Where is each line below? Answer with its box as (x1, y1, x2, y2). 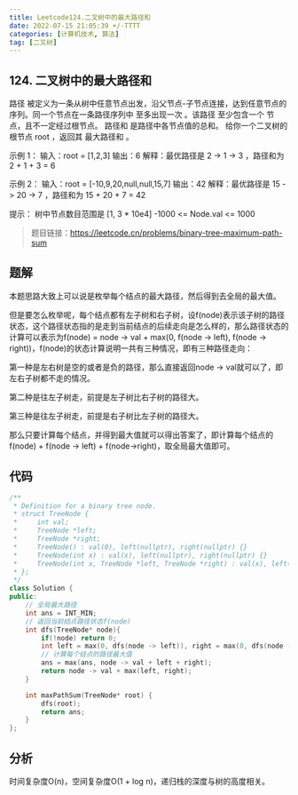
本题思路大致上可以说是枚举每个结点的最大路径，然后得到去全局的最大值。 (9, 290, 281, 301)
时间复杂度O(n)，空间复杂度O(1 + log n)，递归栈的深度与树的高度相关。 (9, 776, 271, 786)
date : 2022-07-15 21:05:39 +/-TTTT (9, 21, 141, 30)
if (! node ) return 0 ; (41, 633, 117, 642)
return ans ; (41, 707, 86, 716)
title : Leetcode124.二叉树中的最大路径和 (9, 12, 151, 22)
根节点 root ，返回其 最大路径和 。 (9, 131, 135, 142)
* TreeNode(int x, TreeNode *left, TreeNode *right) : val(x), (12, 559, 268, 568)
